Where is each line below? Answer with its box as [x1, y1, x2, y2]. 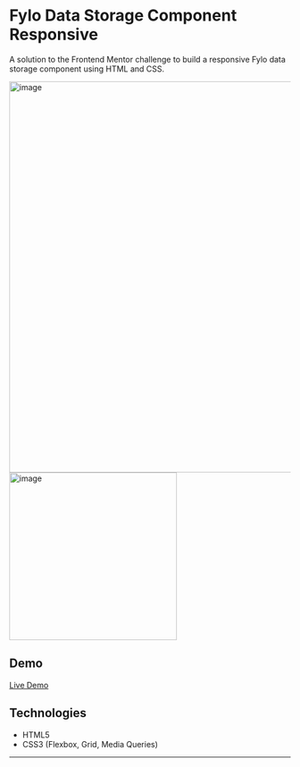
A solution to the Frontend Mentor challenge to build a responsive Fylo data [9, 54, 286, 64]
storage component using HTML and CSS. [9, 63, 165, 74]
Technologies [9, 705, 87, 721]
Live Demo [9, 679, 49, 690]
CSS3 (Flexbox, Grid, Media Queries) [21, 738, 159, 749]
